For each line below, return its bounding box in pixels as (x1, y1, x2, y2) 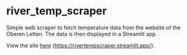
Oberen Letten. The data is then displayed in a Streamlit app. (6, 30, 157, 37)
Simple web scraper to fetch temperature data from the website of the (6, 24, 181, 31)
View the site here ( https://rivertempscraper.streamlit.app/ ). (6, 42, 156, 49)
